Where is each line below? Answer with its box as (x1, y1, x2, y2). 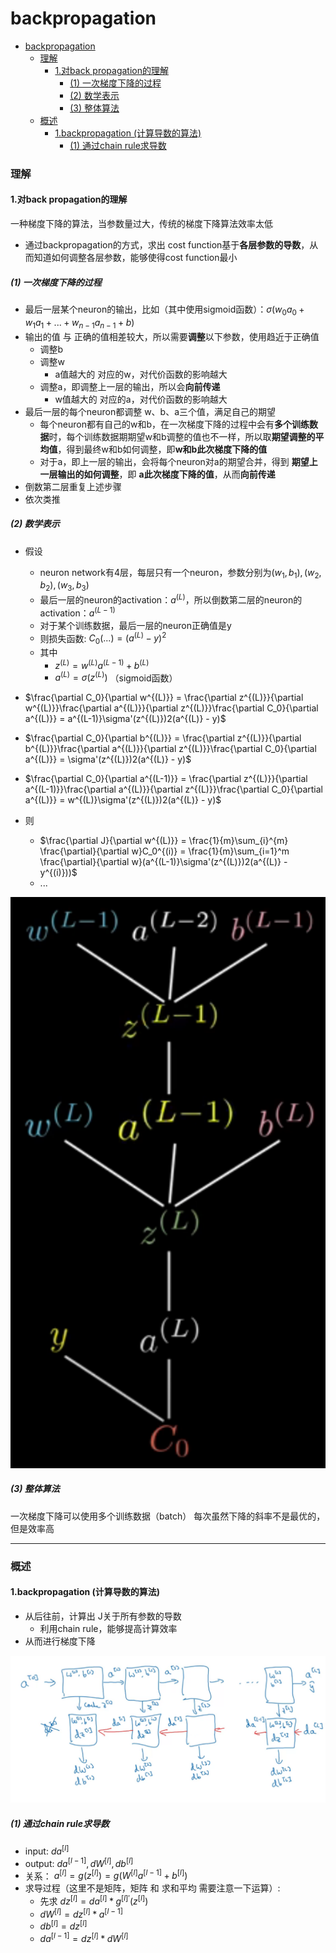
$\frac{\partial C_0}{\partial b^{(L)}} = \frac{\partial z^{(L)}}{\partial (24, 732, 302, 744)
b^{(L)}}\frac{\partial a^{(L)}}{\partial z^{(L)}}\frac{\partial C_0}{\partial (24, 743, 317, 755)
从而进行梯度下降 (24, 1635, 96, 1647)
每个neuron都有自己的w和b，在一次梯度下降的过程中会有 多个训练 (39, 418, 310, 430)
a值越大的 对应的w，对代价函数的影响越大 (54, 368, 228, 380)
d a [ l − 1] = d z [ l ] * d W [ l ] (39, 1931, 129, 1944)
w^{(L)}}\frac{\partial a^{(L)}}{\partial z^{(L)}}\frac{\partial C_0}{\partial (24, 702, 319, 714)
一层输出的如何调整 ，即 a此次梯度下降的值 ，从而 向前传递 (39, 468, 276, 480)
